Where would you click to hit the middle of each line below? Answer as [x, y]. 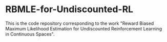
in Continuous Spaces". [30, 34]
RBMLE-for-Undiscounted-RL [69, 9]
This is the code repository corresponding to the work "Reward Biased [80, 23]
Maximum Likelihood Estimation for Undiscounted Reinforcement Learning [84, 28]
